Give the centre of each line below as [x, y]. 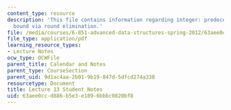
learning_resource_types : [44, 45]
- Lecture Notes [30, 52]
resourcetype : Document [41, 83]
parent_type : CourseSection [47, 70]
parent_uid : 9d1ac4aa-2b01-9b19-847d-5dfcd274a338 [81, 77]
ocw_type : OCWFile [33, 58]
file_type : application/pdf [47, 39]
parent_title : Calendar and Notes [57, 64]
